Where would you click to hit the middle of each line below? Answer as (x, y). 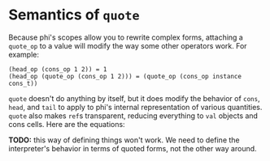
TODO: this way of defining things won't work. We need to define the (124, 140)
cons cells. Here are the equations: (67, 124)
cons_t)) (23, 83)
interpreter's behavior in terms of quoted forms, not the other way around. (133, 148)
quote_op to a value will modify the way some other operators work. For (128, 45)
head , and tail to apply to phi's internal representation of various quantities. (135, 107)
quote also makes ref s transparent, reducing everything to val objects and (133, 116)
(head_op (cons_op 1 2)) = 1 (58, 69)
